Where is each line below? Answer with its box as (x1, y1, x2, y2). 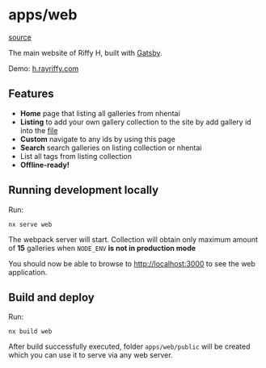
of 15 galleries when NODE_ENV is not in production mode (8, 243, 196, 253)
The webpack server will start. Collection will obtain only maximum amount (8, 234, 259, 244)
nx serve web (8, 220, 53, 228)
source (8, 32, 32, 42)
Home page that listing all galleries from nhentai (19, 108, 180, 118)
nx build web (8, 328, 53, 336)
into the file (19, 125, 58, 135)
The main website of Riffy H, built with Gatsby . (8, 48, 163, 57)
